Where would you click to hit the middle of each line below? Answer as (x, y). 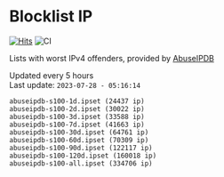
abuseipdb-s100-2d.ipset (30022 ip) (77, 109)
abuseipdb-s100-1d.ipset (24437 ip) (77, 101)
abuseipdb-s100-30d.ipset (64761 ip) (79, 132)
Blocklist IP (51, 16)
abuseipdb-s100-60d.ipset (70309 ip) (79, 140)
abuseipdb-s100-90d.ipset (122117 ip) (81, 148)
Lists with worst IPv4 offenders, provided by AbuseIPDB (112, 58)
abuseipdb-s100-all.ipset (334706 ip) (81, 163)
